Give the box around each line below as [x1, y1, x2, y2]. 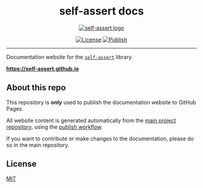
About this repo [6, 83, 66, 93]
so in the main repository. [6, 141, 69, 149]
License [6, 159, 37, 169]
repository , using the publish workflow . [6, 123, 103, 131]
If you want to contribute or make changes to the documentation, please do [6, 135, 195, 142]
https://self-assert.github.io [6, 65, 79, 72]
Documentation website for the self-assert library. [6, 53, 134, 60]
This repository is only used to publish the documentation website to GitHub [6, 99, 196, 106]
